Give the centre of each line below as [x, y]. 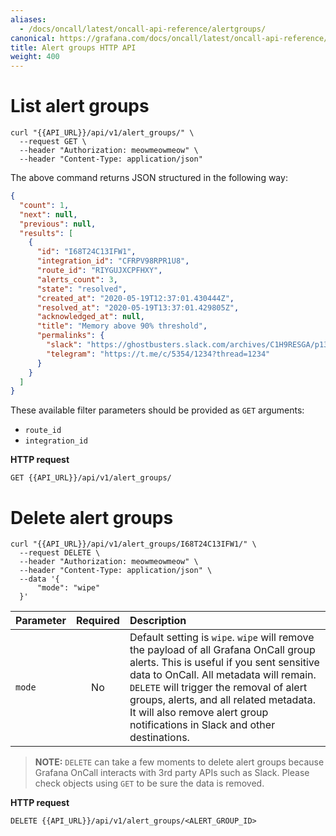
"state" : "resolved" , [82, 289]
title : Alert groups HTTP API [73, 47]
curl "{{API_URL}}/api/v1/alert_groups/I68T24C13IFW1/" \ [133, 544]
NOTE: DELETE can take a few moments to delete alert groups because [179, 762]
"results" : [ [46, 233]
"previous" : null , [58, 224]
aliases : [28, 19]
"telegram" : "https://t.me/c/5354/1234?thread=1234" [158, 354]
